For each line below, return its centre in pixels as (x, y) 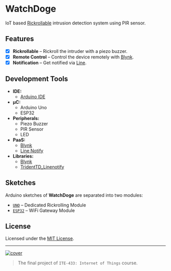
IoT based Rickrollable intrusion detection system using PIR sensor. (76, 23)
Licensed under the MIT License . (40, 238)
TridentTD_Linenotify (42, 167)
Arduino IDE (33, 97)
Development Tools (37, 79)
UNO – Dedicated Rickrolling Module (49, 205)
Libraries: (23, 156)
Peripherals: (26, 118)
